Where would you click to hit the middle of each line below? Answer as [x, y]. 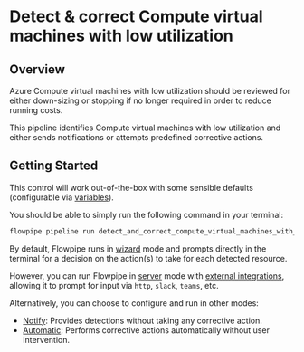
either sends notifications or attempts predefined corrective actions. [137, 137]
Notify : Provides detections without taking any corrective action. [142, 320]
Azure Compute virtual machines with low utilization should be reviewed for [150, 91]
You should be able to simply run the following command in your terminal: [146, 214]
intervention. [46, 339]
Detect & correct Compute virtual [137, 17]
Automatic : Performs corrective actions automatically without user [146, 330]
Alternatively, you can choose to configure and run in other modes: [134, 303]
